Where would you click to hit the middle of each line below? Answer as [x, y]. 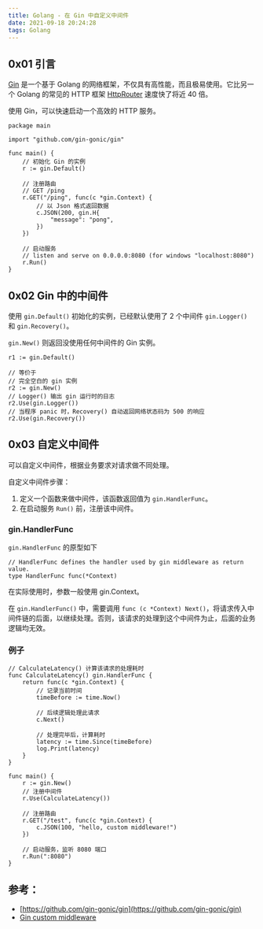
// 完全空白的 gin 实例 [43, 381]
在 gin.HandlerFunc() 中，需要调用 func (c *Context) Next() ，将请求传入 [128, 609]
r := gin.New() [47, 783]
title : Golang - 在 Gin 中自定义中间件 [69, 15]
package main [29, 126]
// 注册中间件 [42, 792]
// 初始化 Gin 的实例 [54, 162]
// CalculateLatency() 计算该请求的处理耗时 [76, 669]
